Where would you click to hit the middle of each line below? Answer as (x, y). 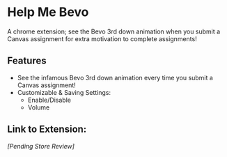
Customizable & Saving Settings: (64, 92)
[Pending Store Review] (41, 146)
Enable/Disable (49, 100)
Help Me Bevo (48, 12)
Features (27, 61)
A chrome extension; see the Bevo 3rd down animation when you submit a (114, 31)
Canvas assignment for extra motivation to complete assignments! (102, 38)
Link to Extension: (47, 129)
